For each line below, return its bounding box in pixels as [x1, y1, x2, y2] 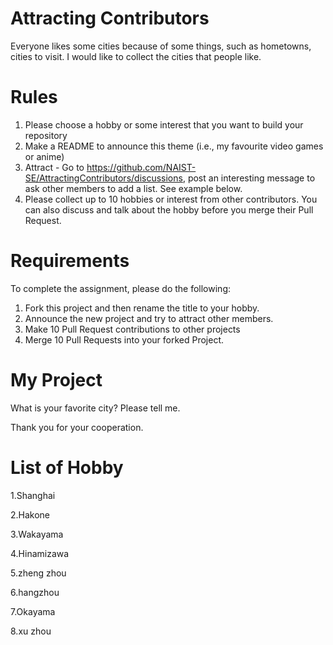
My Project [10, 369, 103, 391]
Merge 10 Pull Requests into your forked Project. [24, 333, 225, 346]
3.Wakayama [10, 528, 64, 540]
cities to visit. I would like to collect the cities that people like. [10, 50, 262, 62]
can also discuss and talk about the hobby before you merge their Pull [24, 203, 314, 216]
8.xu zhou [10, 625, 52, 637]
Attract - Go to [24, 161, 85, 173]
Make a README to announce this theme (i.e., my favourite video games [24, 140, 324, 152]
